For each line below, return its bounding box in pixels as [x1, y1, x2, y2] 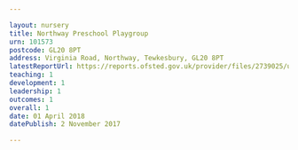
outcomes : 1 [9, 95, 53, 104]
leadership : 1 [9, 86, 62, 96]
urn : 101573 [9, 37, 53, 46]
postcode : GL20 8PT [9, 45, 82, 54]
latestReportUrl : [9, 62, 74, 71]
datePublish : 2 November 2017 [9, 120, 122, 129]
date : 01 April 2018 [9, 112, 86, 121]
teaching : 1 [9, 70, 53, 80]
